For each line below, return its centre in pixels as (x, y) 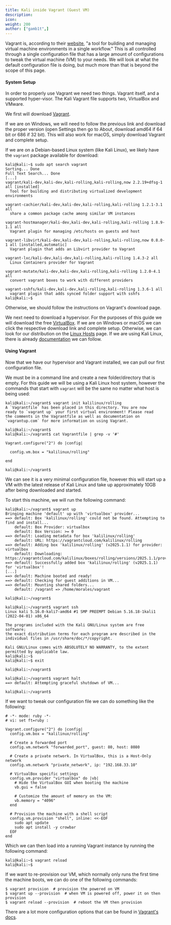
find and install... (27, 523)
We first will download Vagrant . (38, 114)
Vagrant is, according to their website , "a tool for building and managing (81, 43)
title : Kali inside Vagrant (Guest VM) (48, 10)
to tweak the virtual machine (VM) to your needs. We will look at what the (82, 60)
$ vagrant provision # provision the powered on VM (62, 889)
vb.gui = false (31, 787)
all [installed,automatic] (38, 245)
